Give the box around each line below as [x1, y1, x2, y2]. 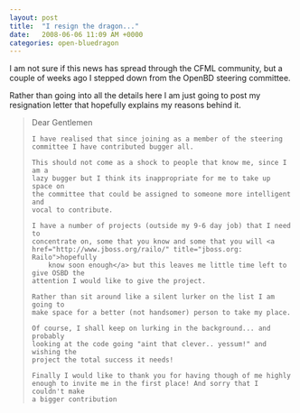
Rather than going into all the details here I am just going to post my [9, 90, 261, 101]
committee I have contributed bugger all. [31, 142, 194, 151]
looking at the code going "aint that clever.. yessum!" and [31, 340, 267, 349]
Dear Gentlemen [31, 117, 93, 128]
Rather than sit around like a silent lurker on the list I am [31, 292, 276, 302]
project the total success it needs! [31, 355, 174, 365]
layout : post [9, 13, 59, 23]
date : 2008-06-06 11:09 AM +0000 [9, 30, 144, 39]
